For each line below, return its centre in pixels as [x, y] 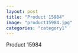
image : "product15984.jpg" [39, 22]
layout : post [22, 11]
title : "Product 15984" [35, 17]
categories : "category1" [37, 28]
